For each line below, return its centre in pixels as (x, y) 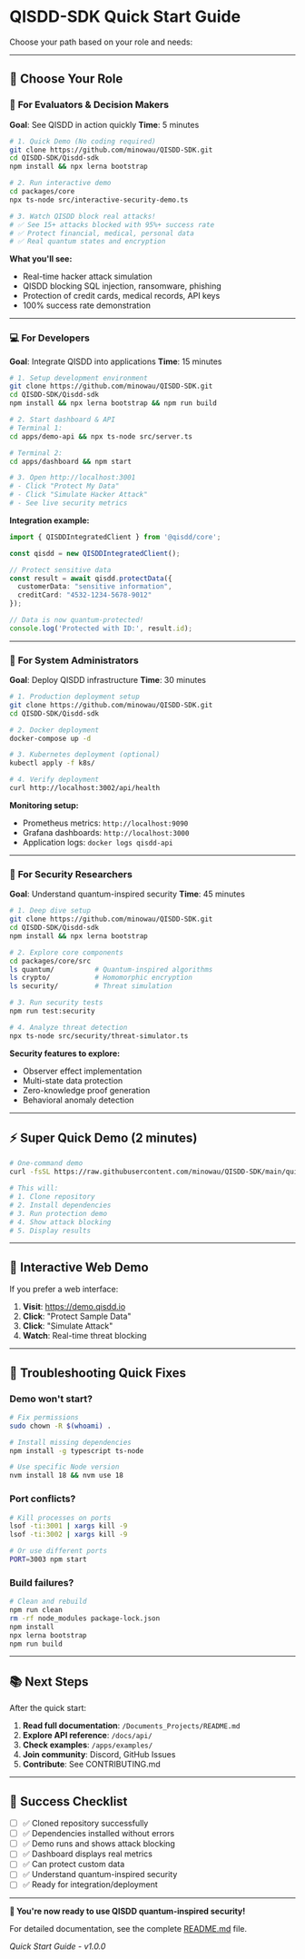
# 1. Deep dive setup (50, 911)
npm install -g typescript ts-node (77, 1450)
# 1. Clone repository (52, 1197)
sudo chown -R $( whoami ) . (60, 1426)
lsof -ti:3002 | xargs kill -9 (69, 1535)
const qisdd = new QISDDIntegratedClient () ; (95, 553)
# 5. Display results (50, 1231)
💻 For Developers (50, 338)
